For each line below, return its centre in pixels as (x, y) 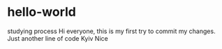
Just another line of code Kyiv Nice (58, 38)
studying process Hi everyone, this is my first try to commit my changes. (111, 31)
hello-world (42, 12)
